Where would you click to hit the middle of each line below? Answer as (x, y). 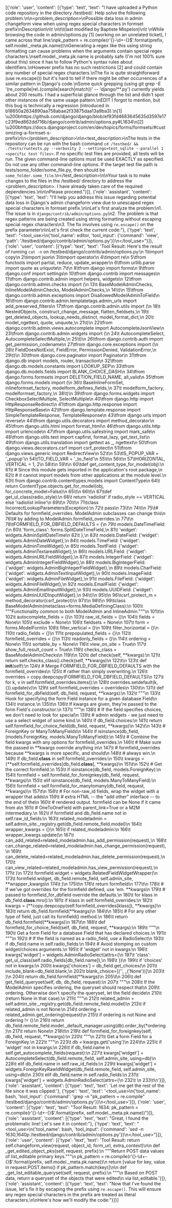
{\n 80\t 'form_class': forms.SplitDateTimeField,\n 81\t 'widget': (72, 530)
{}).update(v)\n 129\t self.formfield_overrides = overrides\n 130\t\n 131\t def (84, 688)
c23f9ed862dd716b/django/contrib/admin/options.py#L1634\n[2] (74, 122)
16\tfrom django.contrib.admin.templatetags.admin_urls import (71, 301)
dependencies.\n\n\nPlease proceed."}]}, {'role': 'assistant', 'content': (79, 192)
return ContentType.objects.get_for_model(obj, (55, 486)
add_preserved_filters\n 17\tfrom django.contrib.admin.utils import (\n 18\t (83, 306)
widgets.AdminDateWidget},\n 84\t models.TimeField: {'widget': (73, 540)
